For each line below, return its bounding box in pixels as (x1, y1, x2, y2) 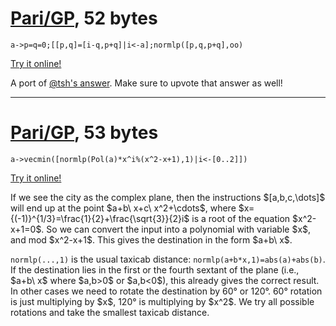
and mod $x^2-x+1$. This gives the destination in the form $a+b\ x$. (10, 233, 293, 246)
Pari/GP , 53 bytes (10, 122, 159, 144)
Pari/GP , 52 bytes (10, 7, 158, 30)
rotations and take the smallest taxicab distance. (10, 306, 210, 318)
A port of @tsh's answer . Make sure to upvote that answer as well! (10, 77, 283, 89)
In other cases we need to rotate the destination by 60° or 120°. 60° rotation (10, 285, 323, 297)
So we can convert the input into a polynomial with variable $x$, (46, 223, 312, 235)
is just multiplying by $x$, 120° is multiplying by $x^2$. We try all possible (10, 295, 315, 307)
